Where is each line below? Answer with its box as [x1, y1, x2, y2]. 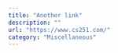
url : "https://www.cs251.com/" [8, 26, 111, 34]
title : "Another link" [8, 11, 83, 19]
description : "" [8, 19, 61, 26]
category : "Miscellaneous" [8, 33, 97, 41]
